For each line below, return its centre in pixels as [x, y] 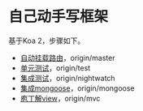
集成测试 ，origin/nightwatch [67, 78]
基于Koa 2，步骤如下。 [47, 41]
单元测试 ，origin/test [55, 68]
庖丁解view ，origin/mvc [60, 98]
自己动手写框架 [58, 17]
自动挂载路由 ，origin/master [67, 58]
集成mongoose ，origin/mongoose [77, 88]
